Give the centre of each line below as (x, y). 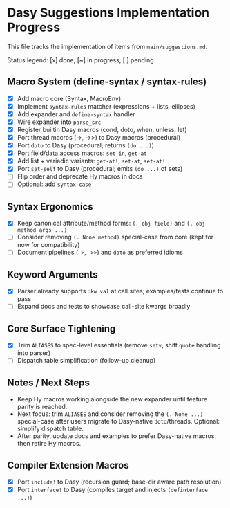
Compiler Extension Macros (68, 465)
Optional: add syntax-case (54, 184)
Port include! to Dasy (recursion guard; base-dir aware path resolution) (119, 482)
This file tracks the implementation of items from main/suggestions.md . (107, 46)
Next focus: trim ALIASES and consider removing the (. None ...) (110, 414)
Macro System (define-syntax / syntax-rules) (107, 82)
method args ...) (42, 230)
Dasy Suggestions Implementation (108, 13)
